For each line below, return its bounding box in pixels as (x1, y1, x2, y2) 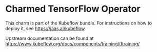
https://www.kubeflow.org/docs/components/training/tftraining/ (5, 40, 140, 46)
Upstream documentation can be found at (5, 35, 94, 41)
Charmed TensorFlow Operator (5, 3, 141, 15)
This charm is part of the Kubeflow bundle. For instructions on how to (5, 20, 152, 26)
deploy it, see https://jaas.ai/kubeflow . (5, 25, 86, 31)
